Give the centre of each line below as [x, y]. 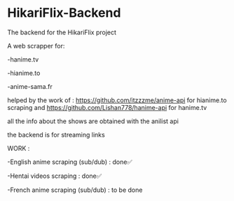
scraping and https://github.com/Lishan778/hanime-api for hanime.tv [107, 107]
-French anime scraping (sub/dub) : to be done [75, 190]
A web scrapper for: [36, 46]
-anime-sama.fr [30, 86]
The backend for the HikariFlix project [62, 32]
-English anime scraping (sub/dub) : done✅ [70, 162]
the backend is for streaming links [56, 134]
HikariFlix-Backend [64, 13]
